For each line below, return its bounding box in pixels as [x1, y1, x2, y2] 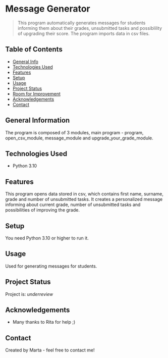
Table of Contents [5, 45, 63, 54]
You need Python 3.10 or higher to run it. [5, 235, 89, 241]
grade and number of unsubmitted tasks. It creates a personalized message [5, 196, 163, 202]
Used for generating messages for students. [5, 263, 97, 269]
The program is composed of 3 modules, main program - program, [5, 129, 144, 135]
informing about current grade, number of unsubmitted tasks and [5, 201, 141, 208]
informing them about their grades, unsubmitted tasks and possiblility [17, 25, 162, 31]
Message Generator [5, 3, 91, 15]
